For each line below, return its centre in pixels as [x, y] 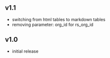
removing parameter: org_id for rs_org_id [53, 24]
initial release [25, 51]
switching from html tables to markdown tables [59, 19]
